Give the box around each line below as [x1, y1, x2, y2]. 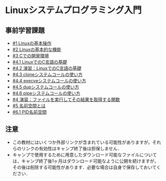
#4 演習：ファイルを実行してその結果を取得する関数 [12, 96, 120, 102]
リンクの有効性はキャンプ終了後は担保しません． [21, 145, 122, 151]
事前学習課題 [5, 26, 45, 34]
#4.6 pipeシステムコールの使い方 [12, 90, 80, 96]
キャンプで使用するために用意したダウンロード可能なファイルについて [12, 151, 157, 157]
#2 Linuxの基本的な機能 [12, 46, 61, 52]
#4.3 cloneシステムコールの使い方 [12, 71, 83, 77]
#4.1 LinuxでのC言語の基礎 [12, 59, 67, 65]
